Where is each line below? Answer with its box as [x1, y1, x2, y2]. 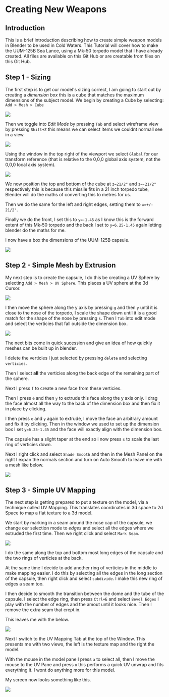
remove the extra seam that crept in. [5, 607, 81, 613]
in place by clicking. [5, 405, 47, 412]
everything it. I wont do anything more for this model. [5, 667, 116, 673]
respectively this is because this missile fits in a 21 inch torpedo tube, [5, 186, 149, 192]
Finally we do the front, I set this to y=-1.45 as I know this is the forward [5, 216, 154, 223]
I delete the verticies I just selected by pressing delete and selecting [5, 355, 147, 361]
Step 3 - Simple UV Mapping [5, 486, 96, 495]
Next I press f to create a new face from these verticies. [5, 385, 122, 391]
